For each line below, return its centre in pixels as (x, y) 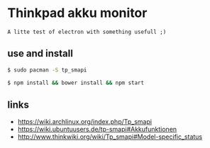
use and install (40, 53)
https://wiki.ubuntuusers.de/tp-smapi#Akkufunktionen (97, 130)
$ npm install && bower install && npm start (76, 83)
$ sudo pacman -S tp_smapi (47, 70)
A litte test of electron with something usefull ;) (87, 32)
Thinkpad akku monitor (77, 13)
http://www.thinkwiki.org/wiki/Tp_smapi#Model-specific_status (110, 137)
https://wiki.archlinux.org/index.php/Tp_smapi (85, 122)
